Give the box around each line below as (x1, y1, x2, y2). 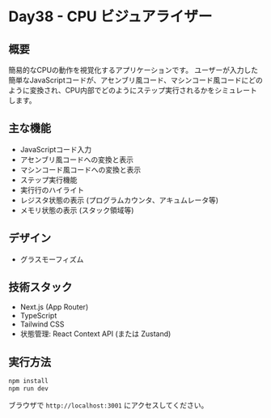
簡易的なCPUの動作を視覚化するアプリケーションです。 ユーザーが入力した (8, 66, 259, 75)
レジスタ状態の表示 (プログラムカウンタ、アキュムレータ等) (19, 195, 219, 205)
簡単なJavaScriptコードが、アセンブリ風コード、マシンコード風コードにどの (8, 75, 263, 85)
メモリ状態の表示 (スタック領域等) (19, 205, 134, 215)
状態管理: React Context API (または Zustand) (19, 329, 171, 339)
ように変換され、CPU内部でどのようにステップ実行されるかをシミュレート (8, 86, 257, 95)
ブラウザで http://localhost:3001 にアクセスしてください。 (8, 400, 209, 410)
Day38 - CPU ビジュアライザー (8, 7, 213, 26)
